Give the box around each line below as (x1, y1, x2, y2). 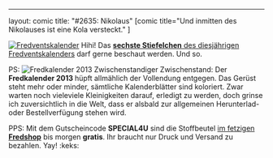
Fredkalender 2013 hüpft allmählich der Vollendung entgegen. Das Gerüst (8, 74, 256, 83)
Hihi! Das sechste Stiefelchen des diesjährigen (80, 41, 240, 49)
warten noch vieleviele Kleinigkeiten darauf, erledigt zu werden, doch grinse (8, 91, 263, 100)
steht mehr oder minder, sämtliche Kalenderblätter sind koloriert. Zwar (8, 82, 244, 92)
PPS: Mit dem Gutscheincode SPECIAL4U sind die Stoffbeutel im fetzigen (8, 123, 255, 133)
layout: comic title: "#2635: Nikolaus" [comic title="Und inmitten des (8, 16, 237, 25)
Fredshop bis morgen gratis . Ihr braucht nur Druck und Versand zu (8, 132, 234, 142)
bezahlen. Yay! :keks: (8, 141, 80, 150)
